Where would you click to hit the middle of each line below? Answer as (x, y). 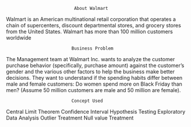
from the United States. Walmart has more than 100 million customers (90, 31)
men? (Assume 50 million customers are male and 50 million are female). (93, 90)
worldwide (19, 38)
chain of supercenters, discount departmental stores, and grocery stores (93, 25)
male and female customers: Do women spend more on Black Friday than (94, 84)
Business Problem (92, 48)
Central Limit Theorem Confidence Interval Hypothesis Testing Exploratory (96, 112)
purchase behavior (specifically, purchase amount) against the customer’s (95, 65)
